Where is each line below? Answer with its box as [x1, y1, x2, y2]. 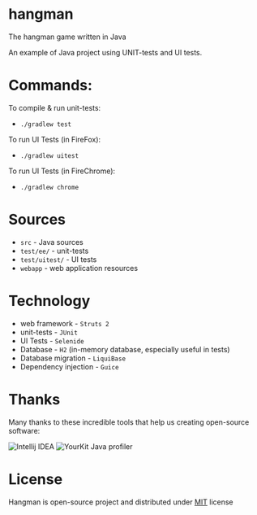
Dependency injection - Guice [19, 361, 119, 371]
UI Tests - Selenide [19, 335, 84, 346]
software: [8, 426, 41, 435]
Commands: [8, 76, 93, 94]
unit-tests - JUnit [19, 327, 79, 337]
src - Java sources [19, 237, 84, 247]
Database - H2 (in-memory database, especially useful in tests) [19, 344, 230, 354]
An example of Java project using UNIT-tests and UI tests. [8, 47, 203, 57]
